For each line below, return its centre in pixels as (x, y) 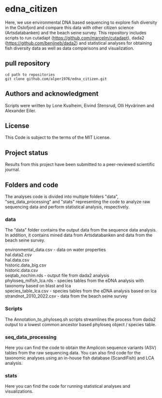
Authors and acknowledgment (52, 94)
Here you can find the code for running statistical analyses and (68, 386)
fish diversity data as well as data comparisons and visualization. (70, 48)
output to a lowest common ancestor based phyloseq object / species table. (81, 324)
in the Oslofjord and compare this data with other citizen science (69, 27)
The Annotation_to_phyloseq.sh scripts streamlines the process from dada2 (80, 319)
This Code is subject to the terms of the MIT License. (58, 137)
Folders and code (32, 185)
